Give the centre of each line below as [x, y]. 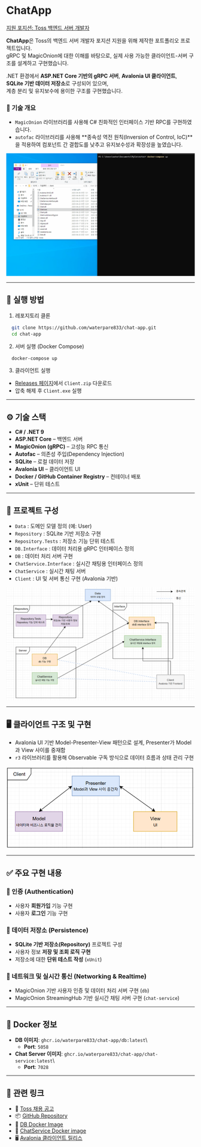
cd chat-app [27, 334]
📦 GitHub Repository [41, 1116]
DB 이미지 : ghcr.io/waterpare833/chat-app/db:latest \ [81, 1040]
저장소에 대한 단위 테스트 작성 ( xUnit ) [58, 959]
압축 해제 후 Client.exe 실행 [48, 391]
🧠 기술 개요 [21, 107]
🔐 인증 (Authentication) [40, 891]
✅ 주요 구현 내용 [34, 873]
